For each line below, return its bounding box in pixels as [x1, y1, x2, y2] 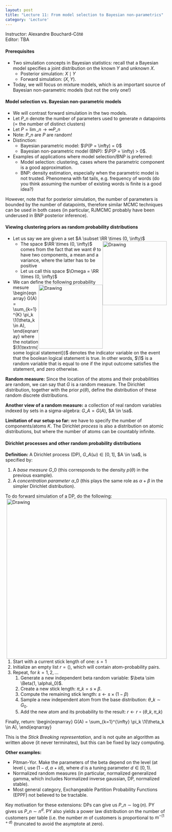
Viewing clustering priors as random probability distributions [5, 224, 138, 230]
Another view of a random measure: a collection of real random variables [5, 402, 162, 408]
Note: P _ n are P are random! [12, 132, 73, 138]
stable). [12, 781, 29, 787]
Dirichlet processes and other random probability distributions [5, 440, 142, 446]
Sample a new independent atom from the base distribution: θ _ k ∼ [20, 697, 161, 703]
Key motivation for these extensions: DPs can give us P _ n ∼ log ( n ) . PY [5, 802, 155, 808]
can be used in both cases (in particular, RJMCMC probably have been [5, 207, 155, 213]
